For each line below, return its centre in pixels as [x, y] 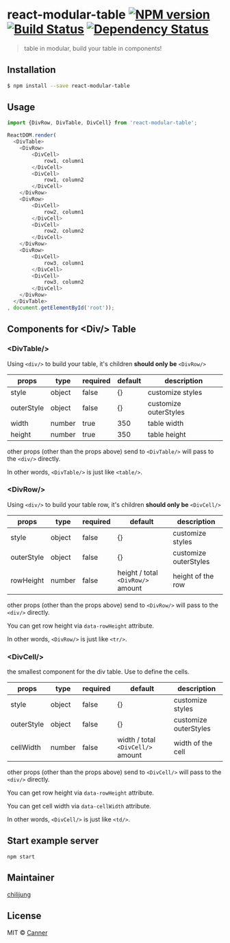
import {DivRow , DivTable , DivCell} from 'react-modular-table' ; [102, 123]
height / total [138, 572]
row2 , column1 [64, 212]
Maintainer [31, 878]
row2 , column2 [64, 231]
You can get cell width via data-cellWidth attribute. [79, 806]
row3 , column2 [64, 282]
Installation [31, 70]
